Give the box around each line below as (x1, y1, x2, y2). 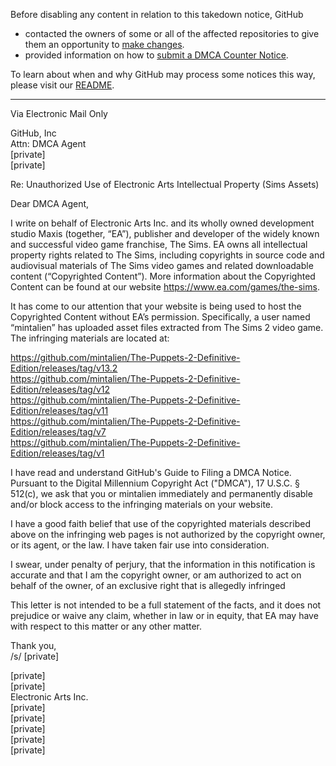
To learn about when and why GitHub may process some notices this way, (10, 69, 316, 80)
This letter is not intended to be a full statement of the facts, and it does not (10, 599, 322, 611)
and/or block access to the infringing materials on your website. (10, 499, 274, 510)
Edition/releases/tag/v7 (10, 426, 107, 438)
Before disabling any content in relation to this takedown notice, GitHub (10, 9, 304, 20)
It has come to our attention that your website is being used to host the (10, 300, 302, 312)
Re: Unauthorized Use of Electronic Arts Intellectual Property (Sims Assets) (10, 179, 320, 190)
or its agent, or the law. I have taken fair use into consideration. (10, 539, 270, 551)
